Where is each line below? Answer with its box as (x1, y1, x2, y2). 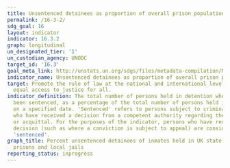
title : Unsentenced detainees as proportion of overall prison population (7, 10, 225, 17)
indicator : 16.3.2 (7, 36, 60, 43)
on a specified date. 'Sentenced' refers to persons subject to (13, 106, 201, 112)
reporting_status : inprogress (7, 150, 94, 158)
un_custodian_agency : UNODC (7, 55, 88, 62)
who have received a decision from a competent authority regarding (13, 112, 213, 119)
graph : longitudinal (7, 42, 66, 49)
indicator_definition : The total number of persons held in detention (7, 93, 213, 100)
